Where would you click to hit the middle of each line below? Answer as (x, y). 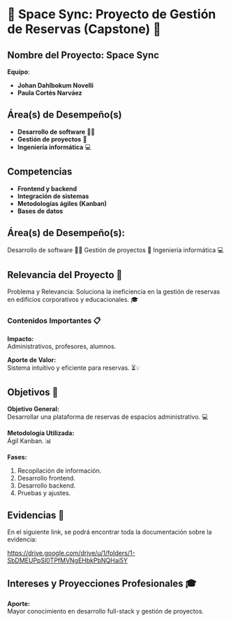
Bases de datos (40, 211)
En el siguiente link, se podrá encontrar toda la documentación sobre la (110, 532)
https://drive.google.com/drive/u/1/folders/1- (71, 553)
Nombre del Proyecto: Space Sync (83, 55)
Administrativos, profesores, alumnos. (62, 346)
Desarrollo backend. (46, 485)
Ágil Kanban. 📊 (30, 441)
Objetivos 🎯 (33, 392)
